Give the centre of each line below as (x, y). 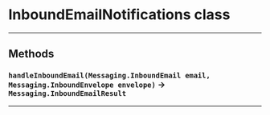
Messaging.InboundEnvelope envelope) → (87, 85)
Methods (31, 54)
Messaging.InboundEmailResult (67, 94)
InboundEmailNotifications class (119, 15)
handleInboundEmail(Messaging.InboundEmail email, (109, 76)
